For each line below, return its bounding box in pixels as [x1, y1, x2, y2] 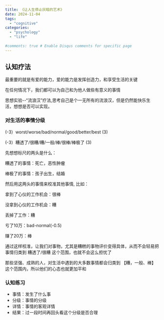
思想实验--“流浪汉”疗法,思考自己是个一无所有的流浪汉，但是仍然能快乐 [5, 97, 146, 103]
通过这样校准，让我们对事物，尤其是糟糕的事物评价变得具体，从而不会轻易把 [5, 243, 159, 249]
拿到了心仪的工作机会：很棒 [5, 191, 61, 197]
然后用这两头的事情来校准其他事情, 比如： [5, 181, 89, 187]
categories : [5, 25, 29, 30]
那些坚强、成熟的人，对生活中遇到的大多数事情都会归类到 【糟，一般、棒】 [5, 259, 156, 265]
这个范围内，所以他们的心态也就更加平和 [5, 266, 86, 272]
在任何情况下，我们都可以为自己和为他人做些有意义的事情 [5, 87, 121, 93]
